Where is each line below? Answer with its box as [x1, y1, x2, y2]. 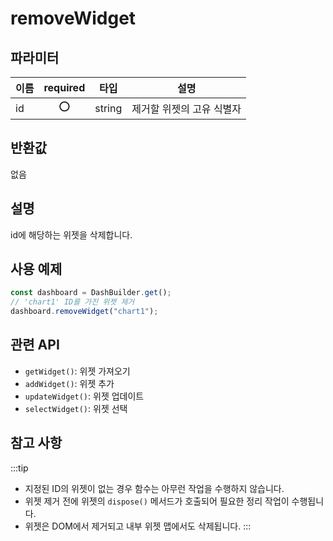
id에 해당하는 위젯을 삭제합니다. [10, 228, 133, 241]
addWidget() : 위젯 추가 [24, 377, 115, 389]
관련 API [10, 337, 60, 354]
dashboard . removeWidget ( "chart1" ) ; [10, 307, 159, 317]
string [94, 101, 123, 115]
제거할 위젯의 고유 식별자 [131, 102, 242, 116]
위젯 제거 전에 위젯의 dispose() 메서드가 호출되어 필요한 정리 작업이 [24, 495, 290, 507]
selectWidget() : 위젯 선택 [24, 402, 128, 414]
